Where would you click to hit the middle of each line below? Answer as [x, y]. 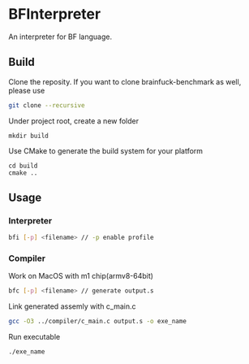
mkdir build [28, 136]
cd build [23, 166]
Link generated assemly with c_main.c [72, 306]
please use [27, 90]
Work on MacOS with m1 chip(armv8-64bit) [81, 276]
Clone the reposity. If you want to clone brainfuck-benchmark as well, [125, 81]
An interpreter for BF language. [60, 37]
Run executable [34, 337]
